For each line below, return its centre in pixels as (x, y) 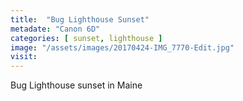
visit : (24, 57)
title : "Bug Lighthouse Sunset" (80, 19)
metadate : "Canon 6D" (55, 29)
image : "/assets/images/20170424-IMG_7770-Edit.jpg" (122, 47)
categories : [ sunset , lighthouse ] (86, 38)
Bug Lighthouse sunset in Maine (76, 85)
